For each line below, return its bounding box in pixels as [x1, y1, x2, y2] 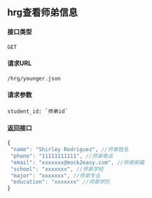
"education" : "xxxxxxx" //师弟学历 [10, 178, 110, 185]
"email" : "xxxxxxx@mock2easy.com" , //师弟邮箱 [10, 159, 145, 166]
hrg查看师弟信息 [7, 6, 78, 19]
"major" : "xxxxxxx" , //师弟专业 [10, 172, 101, 179]
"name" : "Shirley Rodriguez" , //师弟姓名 [10, 146, 129, 153]
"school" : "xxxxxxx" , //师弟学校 [10, 165, 104, 173]
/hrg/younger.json [7, 75, 61, 82]
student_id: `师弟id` [7, 108, 69, 115]
